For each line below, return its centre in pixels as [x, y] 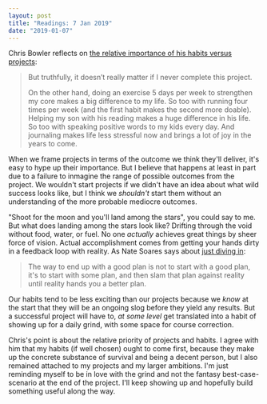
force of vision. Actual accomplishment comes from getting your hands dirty [134, 243]
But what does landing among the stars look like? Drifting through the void [130, 226]
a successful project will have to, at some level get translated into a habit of [133, 316]
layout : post [30, 16]
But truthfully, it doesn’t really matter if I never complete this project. [140, 78]
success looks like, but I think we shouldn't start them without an [115, 194]
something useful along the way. [62, 391]
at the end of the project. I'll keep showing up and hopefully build [146, 383]
